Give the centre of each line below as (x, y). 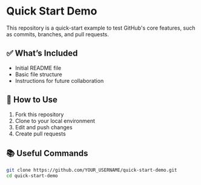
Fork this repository (39, 114)
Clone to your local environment (55, 121)
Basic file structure (38, 74)
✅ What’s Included (42, 54)
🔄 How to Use (32, 100)
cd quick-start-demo (32, 176)
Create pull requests (40, 134)
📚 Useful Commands (47, 153)
